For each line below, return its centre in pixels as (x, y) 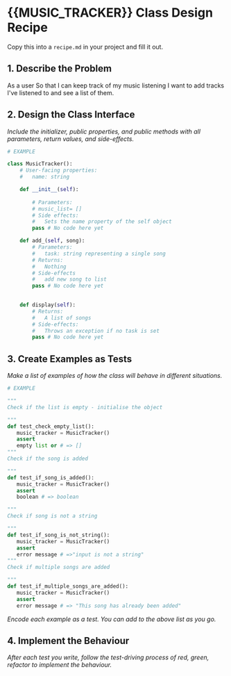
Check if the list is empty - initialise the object (85, 407)
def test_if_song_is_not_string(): (59, 535)
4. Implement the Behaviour (68, 641)
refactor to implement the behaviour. (60, 665)
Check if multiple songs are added (59, 568)
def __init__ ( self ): (49, 190)
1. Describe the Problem (60, 68)
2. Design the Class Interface (71, 115)
